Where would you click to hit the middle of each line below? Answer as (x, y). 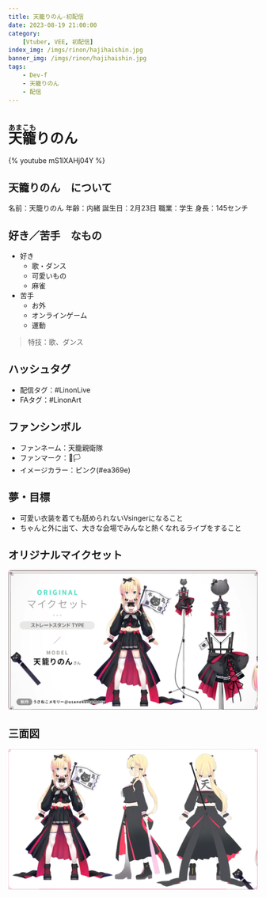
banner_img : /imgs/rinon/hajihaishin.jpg (78, 59)
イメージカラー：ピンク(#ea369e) (75, 470)
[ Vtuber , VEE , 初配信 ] (58, 42)
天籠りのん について (60, 187)
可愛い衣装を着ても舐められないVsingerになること (101, 517)
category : (25, 33)
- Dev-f (35, 75)
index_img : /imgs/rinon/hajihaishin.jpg (76, 50)
